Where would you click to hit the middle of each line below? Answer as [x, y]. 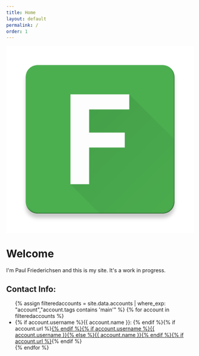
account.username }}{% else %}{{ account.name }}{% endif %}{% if [99, 335]
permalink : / [22, 25]
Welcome [30, 254]
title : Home [21, 12]
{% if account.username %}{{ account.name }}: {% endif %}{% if [95, 322]
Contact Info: [31, 289]
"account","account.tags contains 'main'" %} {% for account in [92, 310]
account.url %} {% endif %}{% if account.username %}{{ [85, 329]
